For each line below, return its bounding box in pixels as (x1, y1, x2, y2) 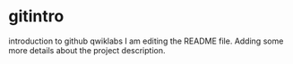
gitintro (8, 6, 65, 27)
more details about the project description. (8, 44, 166, 55)
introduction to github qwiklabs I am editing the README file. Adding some (8, 36, 284, 46)
